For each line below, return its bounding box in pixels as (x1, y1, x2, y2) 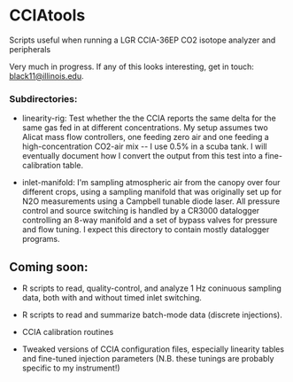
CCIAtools (9, 5, 86, 26)
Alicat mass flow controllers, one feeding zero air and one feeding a (21, 132, 270, 143)
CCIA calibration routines (21, 327, 114, 338)
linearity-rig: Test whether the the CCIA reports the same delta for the (21, 113, 276, 124)
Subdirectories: (9, 92, 78, 105)
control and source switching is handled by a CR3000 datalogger (21, 206, 260, 216)
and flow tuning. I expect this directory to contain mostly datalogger (21, 224, 270, 235)
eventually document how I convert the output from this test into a (21, 151, 264, 161)
